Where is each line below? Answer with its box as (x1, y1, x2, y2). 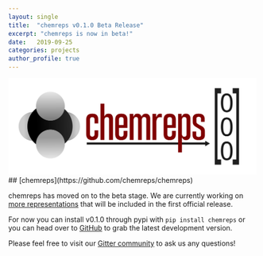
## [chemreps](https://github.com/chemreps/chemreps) (8, 175, 193, 184)
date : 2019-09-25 (8, 38, 73, 46)
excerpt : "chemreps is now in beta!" (8, 29, 133, 37)
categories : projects (8, 46, 80, 55)
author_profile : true (8, 55, 80, 63)
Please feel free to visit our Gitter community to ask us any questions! (8, 239, 236, 248)
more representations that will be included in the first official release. (8, 199, 233, 208)
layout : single (8, 13, 59, 21)
